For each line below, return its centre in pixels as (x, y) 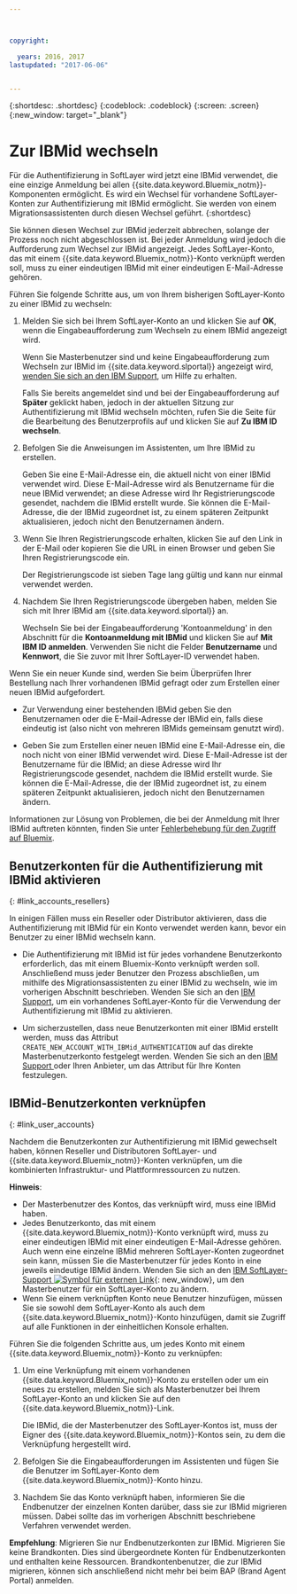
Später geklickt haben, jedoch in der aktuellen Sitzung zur (128, 402)
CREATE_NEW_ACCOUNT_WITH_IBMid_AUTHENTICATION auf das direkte (137, 1047)
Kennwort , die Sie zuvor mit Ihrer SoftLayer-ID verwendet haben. (141, 656)
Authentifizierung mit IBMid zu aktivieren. (97, 1011)
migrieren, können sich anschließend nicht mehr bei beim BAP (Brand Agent (148, 1571)
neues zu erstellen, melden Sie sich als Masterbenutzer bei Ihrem (141, 1389)
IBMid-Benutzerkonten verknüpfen (107, 1103)
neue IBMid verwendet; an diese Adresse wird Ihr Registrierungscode (148, 494)
